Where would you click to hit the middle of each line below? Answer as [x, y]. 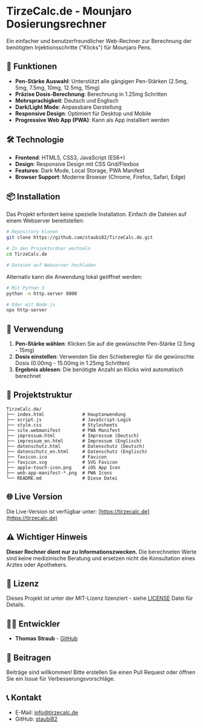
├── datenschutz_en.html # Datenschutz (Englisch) [77, 452]
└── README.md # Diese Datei [62, 478]
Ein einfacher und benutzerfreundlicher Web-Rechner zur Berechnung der [99, 41]
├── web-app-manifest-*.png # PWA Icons [59, 473]
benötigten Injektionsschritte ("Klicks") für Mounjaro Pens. [79, 47]
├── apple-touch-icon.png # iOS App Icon [63, 467]
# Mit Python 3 [25, 288]
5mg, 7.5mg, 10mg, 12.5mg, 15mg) [57, 88]
